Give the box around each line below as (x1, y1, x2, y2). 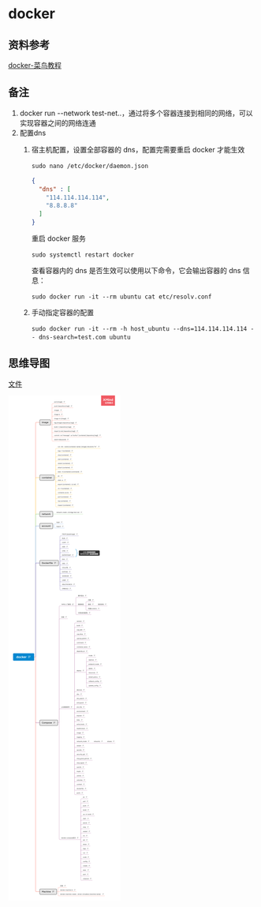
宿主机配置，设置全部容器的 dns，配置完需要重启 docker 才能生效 (31, 144, 245, 154)
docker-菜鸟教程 (8, 61, 62, 69)
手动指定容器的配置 (31, 308, 95, 317)
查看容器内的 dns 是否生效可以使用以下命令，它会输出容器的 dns (31, 266, 241, 275)
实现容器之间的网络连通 (19, 118, 96, 127)
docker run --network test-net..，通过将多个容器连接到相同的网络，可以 (19, 108, 253, 118)
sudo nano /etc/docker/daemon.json (31, 162, 148, 170)
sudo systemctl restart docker (31, 251, 135, 259)
